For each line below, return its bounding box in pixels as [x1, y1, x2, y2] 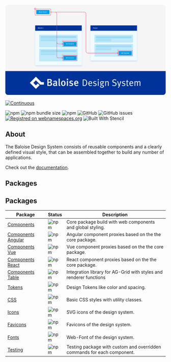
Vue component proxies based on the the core [66, 244, 164, 250]
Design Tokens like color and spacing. [66, 284, 146, 290]
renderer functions [66, 274, 106, 280]
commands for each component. [66, 349, 135, 355]
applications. [5, 154, 32, 161]
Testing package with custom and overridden [66, 344, 161, 350]
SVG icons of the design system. [66, 309, 135, 315]
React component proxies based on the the [66, 256, 157, 263]
